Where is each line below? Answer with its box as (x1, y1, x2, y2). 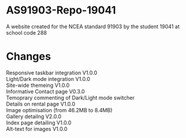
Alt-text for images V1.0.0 (6, 125, 67, 132)
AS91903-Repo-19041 (6, 4, 116, 17)
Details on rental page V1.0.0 (6, 100, 76, 107)
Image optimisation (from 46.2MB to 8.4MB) (6, 106, 113, 113)
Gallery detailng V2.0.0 (6, 113, 62, 120)
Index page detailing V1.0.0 (6, 119, 72, 126)
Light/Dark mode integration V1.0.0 (6, 75, 90, 82)
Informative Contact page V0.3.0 (6, 87, 85, 95)
